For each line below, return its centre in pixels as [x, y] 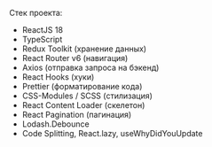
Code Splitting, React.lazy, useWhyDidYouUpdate [112, 133]
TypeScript [42, 39]
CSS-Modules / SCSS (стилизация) [87, 96]
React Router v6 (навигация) [75, 58]
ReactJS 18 [43, 30]
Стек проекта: [36, 13]
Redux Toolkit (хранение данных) [84, 49]
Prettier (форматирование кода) [82, 86]
